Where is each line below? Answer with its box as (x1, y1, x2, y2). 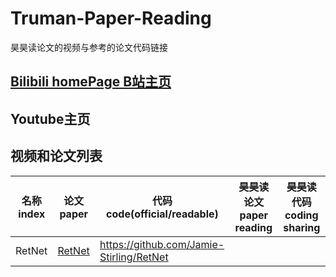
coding (284, 208, 319, 222)
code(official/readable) (106, 207, 219, 221)
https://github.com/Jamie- (99, 237, 225, 251)
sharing (283, 220, 321, 234)
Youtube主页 (10, 110, 91, 127)
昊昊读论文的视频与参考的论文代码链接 (10, 41, 168, 53)
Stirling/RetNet (99, 250, 169, 264)
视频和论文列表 (10, 148, 103, 165)
